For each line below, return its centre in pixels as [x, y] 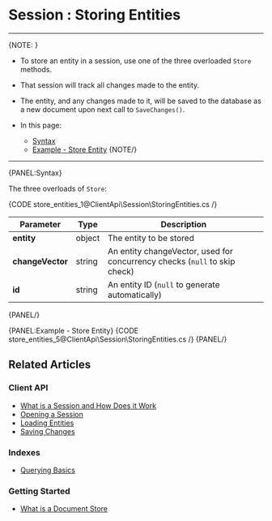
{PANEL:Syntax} [35, 173]
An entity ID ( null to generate [164, 284]
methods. [36, 69]
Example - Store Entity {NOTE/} [85, 149]
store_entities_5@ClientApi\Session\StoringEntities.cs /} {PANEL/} [118, 339]
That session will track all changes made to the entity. [110, 85]
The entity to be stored [151, 238]
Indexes [24, 452]
